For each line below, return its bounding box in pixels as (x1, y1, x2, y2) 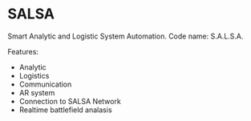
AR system (18, 87, 55, 97)
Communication (18, 79, 72, 89)
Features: (7, 46, 39, 56)
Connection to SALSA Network (18, 96, 121, 106)
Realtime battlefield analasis (18, 105, 113, 115)
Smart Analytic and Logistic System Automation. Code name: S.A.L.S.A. (7, 31, 244, 41)
